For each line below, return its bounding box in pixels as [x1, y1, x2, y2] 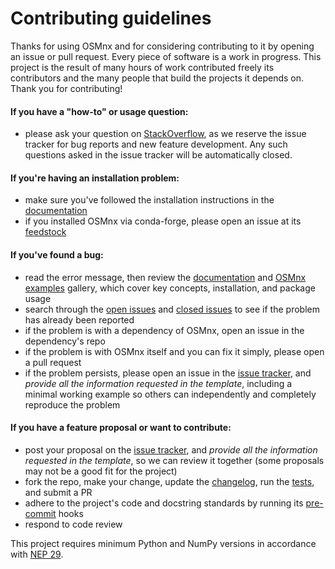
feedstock [24, 226, 67, 238]
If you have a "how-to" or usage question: [10, 105, 189, 117]
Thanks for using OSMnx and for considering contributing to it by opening [10, 40, 315, 52]
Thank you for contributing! [10, 82, 123, 94]
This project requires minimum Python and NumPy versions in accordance [10, 537, 317, 549]
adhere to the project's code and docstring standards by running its [24, 497, 304, 509]
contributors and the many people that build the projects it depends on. [10, 72, 305, 84]
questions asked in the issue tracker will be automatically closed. [24, 149, 293, 161]
